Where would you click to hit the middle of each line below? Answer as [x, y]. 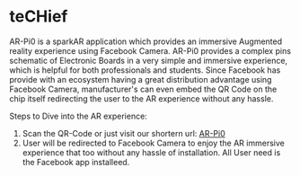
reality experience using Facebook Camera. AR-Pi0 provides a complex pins [150, 50]
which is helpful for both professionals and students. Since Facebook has [145, 70]
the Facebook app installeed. [76, 162]
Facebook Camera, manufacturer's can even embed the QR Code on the [143, 89]
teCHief [39, 17]
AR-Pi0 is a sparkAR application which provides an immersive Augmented [146, 41]
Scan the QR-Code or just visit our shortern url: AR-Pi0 [124, 133]
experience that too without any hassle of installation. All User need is [151, 152]
